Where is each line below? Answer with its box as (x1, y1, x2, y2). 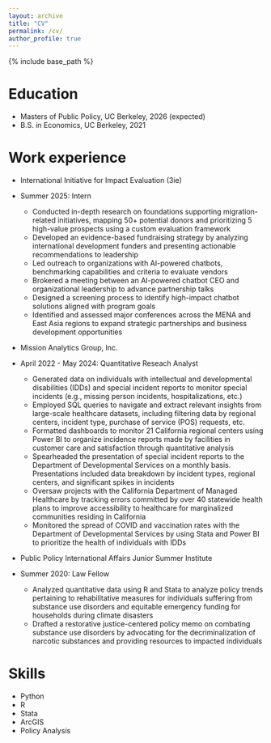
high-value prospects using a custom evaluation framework (32, 224, 231, 234)
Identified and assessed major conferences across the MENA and (32, 310, 252, 320)
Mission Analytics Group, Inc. (19, 343, 118, 353)
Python (19, 691, 44, 701)
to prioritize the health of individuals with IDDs (32, 537, 187, 547)
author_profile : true (8, 34, 82, 43)
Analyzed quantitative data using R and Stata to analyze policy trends (32, 584, 264, 595)
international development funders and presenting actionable (32, 241, 236, 251)
